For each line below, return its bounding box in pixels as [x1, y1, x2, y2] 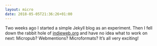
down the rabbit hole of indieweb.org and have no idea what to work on [5, 30, 148, 36]
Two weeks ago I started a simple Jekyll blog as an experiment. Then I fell [5, 25, 153, 31]
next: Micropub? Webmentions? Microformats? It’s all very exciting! [5, 35, 139, 41]
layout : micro [5, 7, 34, 12]
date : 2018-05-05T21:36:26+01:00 [5, 12, 73, 16]
